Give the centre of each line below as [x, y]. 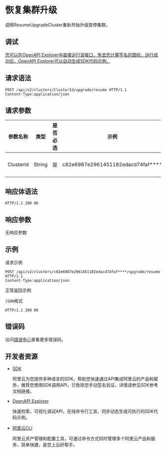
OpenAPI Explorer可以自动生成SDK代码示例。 [64, 61]
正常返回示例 [18, 290]
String [41, 165]
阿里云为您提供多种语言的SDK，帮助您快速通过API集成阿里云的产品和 [83, 379]
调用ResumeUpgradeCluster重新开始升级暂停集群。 [58, 25]
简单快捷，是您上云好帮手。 [49, 445]
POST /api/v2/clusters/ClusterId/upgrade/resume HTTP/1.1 [66, 90]
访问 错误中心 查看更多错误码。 [35, 339]
